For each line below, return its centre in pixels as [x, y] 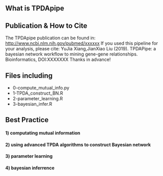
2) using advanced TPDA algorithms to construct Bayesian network [78, 144]
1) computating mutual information [43, 133]
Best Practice [27, 120]
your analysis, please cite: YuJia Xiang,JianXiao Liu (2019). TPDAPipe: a [81, 49]
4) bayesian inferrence [30, 168]
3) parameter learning [29, 156]
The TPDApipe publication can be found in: [50, 38]
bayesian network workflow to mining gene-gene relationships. [72, 54]
